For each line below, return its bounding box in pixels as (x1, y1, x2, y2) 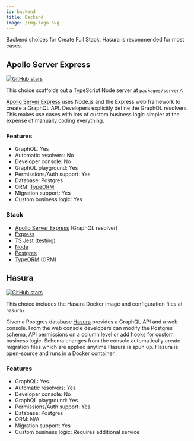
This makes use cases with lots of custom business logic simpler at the (6, 111, 180, 118)
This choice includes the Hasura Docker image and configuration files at (6, 300, 183, 307)
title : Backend (6, 14, 44, 20)
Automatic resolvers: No (14, 152, 74, 159)
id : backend (6, 8, 36, 15)
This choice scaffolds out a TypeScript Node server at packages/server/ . (6, 87, 184, 94)
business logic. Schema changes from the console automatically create (6, 337, 181, 344)
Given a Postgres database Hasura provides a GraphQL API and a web (6, 318, 178, 325)
